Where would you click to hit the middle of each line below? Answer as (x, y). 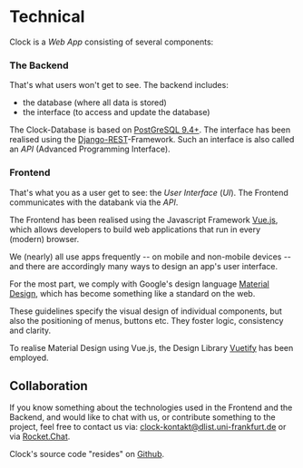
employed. (29, 357)
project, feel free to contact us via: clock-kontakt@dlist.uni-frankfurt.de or (148, 427)
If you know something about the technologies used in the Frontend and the (151, 408)
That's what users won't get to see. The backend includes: (119, 85)
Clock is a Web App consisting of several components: (112, 42)
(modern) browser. (44, 239)
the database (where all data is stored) (95, 102)
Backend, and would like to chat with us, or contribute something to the (142, 417)
